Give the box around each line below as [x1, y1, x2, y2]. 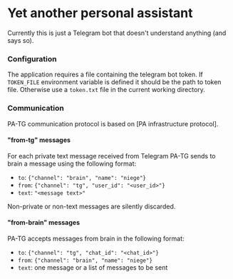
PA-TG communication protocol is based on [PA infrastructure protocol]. [7, 119, 219, 128]
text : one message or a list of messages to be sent [17, 263, 168, 272]
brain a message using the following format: [7, 159, 137, 168]
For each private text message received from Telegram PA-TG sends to [7, 151, 216, 160]
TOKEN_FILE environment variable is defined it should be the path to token [7, 78, 222, 86]
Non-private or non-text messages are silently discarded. [7, 202, 176, 210]
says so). [7, 36, 34, 44]
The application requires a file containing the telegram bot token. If [7, 70, 203, 79]
